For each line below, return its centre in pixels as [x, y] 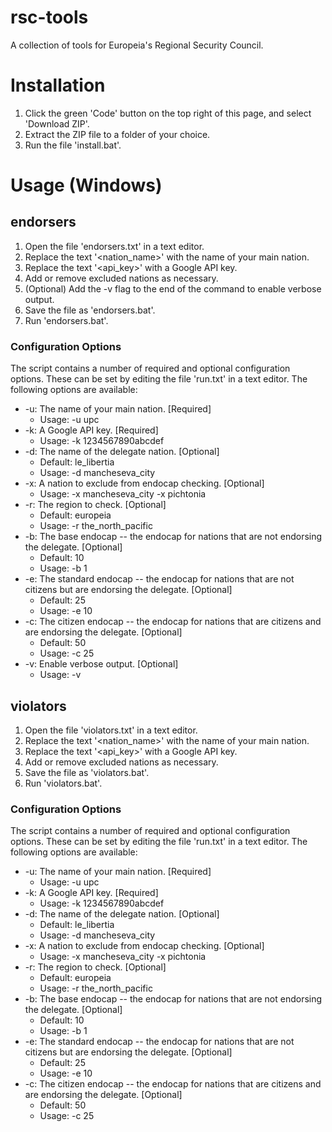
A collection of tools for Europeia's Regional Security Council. [137, 45]
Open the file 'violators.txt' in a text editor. [111, 730]
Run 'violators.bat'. [63, 783]
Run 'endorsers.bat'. [66, 320]
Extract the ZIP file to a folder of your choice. [117, 134]
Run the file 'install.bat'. [73, 145]
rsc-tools [49, 17]
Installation [58, 85]
